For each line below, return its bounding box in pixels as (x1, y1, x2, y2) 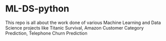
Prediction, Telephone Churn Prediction (5, 30, 88, 36)
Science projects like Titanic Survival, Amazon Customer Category (5, 24, 144, 30)
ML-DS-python (5, 3, 69, 14)
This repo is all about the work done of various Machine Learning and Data (5, 19, 161, 25)
